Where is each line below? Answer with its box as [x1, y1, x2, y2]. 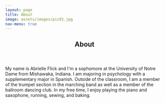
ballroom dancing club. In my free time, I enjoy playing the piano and [5, 86, 147, 93]
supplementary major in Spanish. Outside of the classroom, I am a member [5, 76, 160, 82]
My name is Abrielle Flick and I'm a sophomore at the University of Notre [5, 65, 156, 71]
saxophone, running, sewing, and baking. [5, 92, 91, 98]
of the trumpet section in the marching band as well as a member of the [5, 81, 154, 87]
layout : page [5, 7, 33, 13]
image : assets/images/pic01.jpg [5, 17, 73, 22]
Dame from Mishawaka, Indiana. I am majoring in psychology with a [5, 71, 145, 77]
